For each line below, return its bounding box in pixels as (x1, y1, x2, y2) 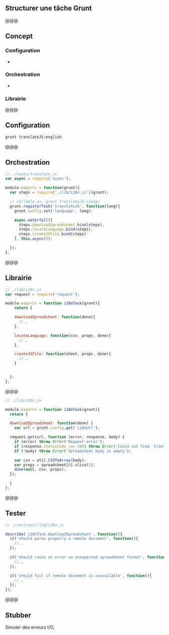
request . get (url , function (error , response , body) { (10, 435, 125, 440)
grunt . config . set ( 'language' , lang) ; (14, 208, 94, 214)
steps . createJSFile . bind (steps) (18, 232, 87, 237)
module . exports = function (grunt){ (5, 185, 80, 190)
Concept (5, 32, 33, 41)
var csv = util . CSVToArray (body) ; (14, 458, 87, 463)
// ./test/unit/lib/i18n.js (5, 522, 64, 528)
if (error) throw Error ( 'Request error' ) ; (14, 439, 105, 445)
